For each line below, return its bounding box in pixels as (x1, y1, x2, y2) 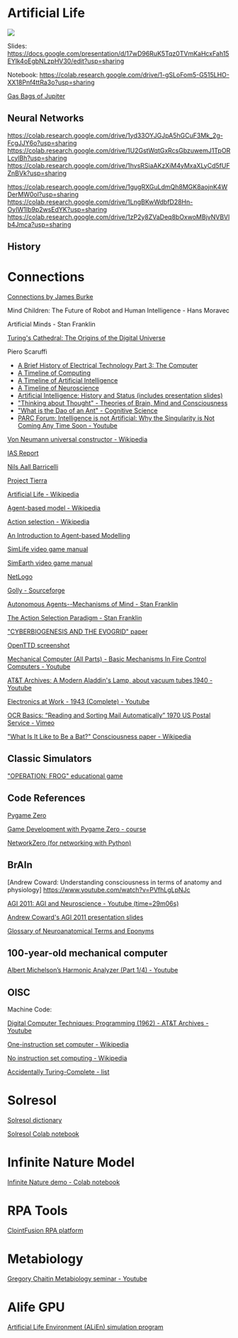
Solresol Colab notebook (7, 1130, 79, 1138)
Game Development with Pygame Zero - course (7, 824, 147, 833)
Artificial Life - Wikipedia (7, 490, 79, 499)
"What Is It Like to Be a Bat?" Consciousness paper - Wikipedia (7, 732, 191, 741)
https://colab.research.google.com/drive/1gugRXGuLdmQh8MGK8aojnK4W (7, 182, 228, 191)
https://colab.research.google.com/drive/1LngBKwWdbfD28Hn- (7, 197, 193, 206)
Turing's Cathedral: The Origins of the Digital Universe (7, 334, 166, 342)
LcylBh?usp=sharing (7, 154, 67, 162)
